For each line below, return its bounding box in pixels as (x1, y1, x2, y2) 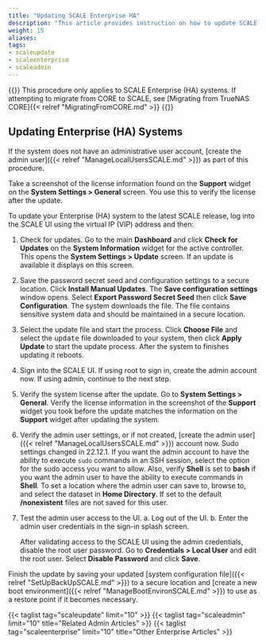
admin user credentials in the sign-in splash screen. (19, 522, 189, 531)
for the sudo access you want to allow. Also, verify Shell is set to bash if (19, 464, 256, 473)
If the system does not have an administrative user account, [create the (8, 146, 242, 156)
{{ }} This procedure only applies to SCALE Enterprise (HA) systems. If (8, 85, 237, 95)
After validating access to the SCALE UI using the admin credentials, (19, 537, 244, 546)
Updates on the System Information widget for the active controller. (19, 243, 245, 253)
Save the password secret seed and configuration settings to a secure (19, 275, 250, 285)
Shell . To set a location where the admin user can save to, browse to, (19, 480, 246, 490)
